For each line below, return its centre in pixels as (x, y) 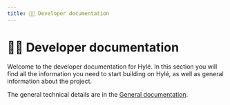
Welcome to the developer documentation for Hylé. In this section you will (112, 67)
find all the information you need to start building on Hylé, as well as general (115, 73)
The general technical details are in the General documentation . (98, 94)
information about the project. (49, 81)
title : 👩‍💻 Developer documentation (58, 13)
